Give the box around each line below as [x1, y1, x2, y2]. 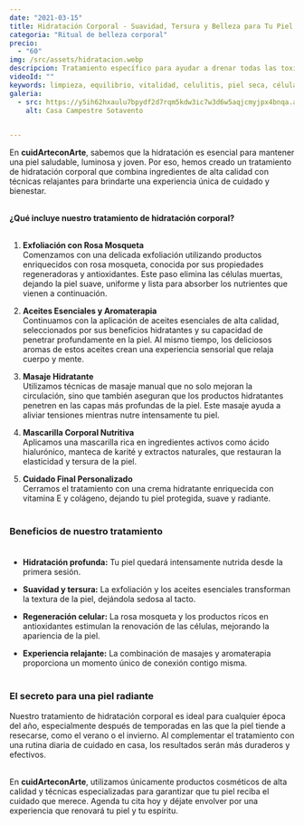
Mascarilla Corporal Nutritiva [22, 427, 135, 438]
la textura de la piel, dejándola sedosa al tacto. [22, 594, 196, 605]
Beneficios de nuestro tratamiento [9, 525, 163, 538]
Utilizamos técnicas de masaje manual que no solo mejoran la [22, 381, 253, 392]
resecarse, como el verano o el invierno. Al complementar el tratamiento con [9, 730, 295, 741]
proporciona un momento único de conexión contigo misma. [22, 657, 248, 668]
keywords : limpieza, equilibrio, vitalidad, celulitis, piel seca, [9, 81, 270, 90]
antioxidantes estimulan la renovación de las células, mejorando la [22, 621, 270, 632]
